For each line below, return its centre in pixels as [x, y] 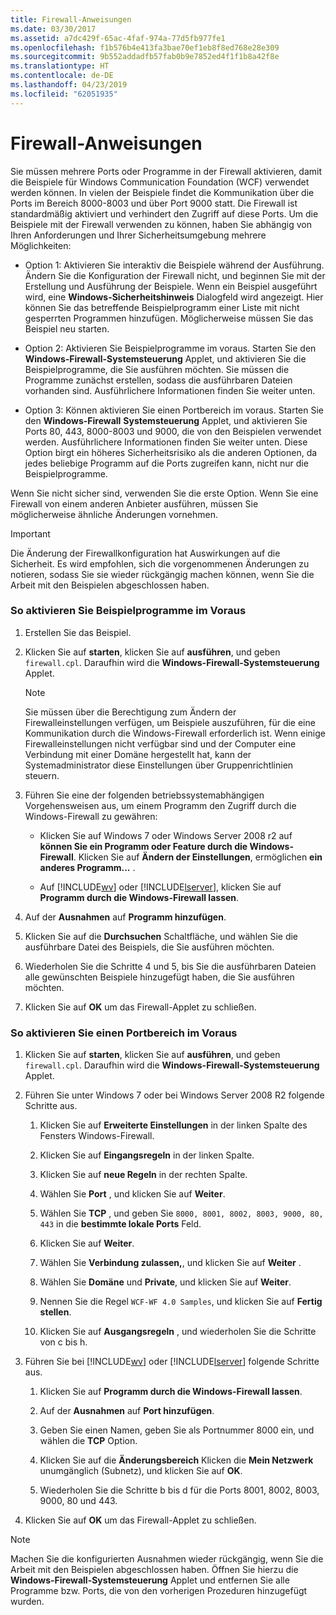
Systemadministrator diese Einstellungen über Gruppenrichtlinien [159, 765]
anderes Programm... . [87, 867]
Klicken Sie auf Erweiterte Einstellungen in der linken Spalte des [173, 1125]
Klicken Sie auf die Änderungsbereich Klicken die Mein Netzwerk [176, 1460]
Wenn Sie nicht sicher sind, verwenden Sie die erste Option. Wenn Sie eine [164, 493]
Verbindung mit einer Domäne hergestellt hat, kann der [138, 754]
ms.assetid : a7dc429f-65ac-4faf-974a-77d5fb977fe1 [118, 38]
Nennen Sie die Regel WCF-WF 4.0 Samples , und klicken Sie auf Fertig [181, 1302]
